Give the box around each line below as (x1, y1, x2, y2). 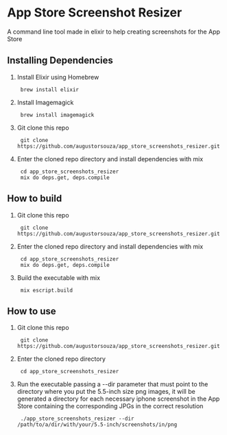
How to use (7, 305, 56, 317)
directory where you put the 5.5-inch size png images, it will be (16, 388, 195, 396)
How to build (7, 193, 62, 204)
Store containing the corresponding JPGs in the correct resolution (16, 402, 204, 410)
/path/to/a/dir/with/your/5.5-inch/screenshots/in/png (16, 421, 178, 428)
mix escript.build (20, 287, 73, 294)
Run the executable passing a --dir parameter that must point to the (16, 380, 208, 388)
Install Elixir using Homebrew (16, 73, 99, 81)
